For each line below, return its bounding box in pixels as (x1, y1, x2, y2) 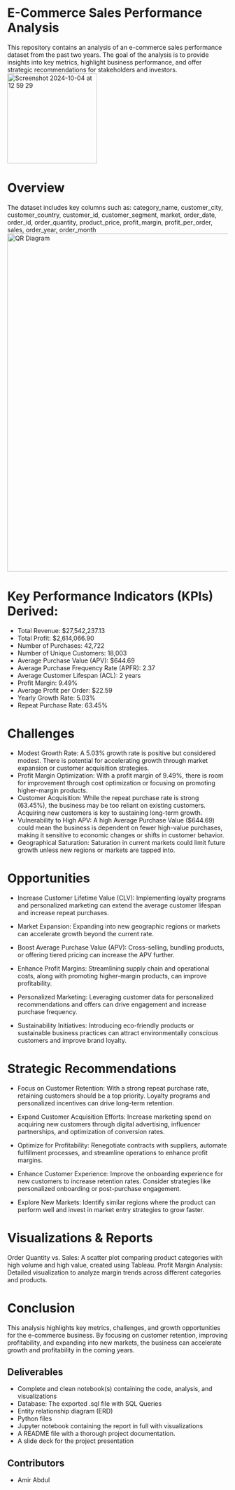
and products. (7, 1275, 48, 1284)
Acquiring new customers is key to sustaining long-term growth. (17, 809, 203, 817)
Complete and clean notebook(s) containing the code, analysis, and (17, 1385, 213, 1393)
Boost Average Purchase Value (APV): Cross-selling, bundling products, (17, 943, 225, 952)
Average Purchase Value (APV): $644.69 (17, 656, 135, 665)
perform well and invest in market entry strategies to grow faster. (17, 1205, 205, 1213)
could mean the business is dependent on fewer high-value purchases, (17, 823, 222, 832)
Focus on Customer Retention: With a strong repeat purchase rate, (17, 1084, 209, 1092)
